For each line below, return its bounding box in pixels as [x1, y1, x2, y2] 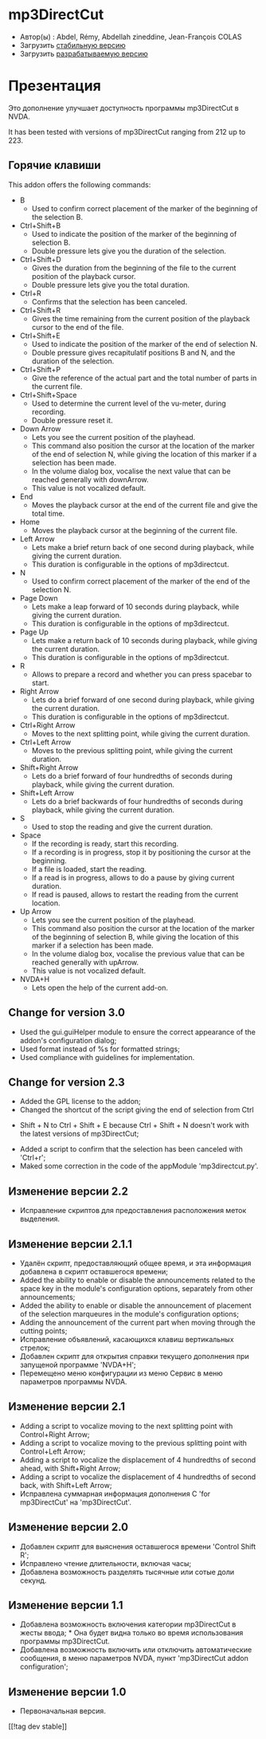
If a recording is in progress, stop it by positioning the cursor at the [31, 847, 251, 857]
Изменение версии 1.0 [8, 1685, 127, 1698]
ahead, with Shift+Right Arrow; [19, 1463, 121, 1473]
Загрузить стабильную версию [19, 40, 126, 49]
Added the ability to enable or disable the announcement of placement [19, 1301, 252, 1310]
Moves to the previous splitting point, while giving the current [31, 745, 233, 755]
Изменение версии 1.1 [8, 1598, 123, 1611]
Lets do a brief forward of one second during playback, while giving [31, 695, 255, 705]
